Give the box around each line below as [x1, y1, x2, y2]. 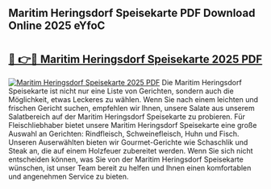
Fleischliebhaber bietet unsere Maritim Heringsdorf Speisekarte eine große [8, 121, 257, 129]
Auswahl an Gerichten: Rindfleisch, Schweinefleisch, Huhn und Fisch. [8, 129, 240, 138]
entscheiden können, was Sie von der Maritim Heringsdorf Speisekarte [8, 154, 244, 164]
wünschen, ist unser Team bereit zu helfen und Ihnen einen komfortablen [8, 163, 252, 172]
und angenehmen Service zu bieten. [8, 172, 129, 181]
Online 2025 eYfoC [8, 19, 106, 33]
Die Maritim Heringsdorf [161, 78, 242, 87]
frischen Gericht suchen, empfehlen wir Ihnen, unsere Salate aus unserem [8, 104, 256, 113]
